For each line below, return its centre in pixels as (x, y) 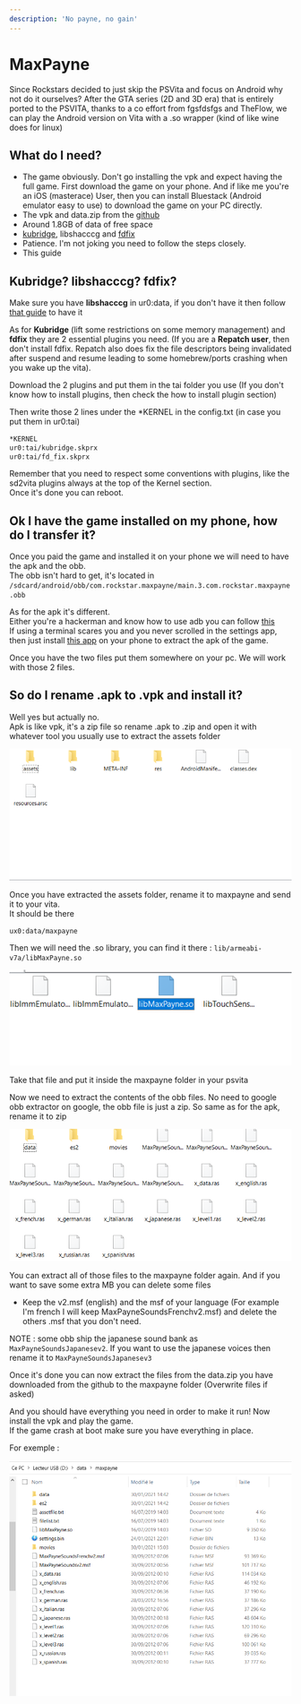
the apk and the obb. (48, 566)
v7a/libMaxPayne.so (46, 959)
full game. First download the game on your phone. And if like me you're (155, 186)
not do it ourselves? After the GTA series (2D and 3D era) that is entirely (142, 99)
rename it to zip (38, 1116)
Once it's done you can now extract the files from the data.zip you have (141, 1375)
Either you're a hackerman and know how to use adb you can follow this (142, 621)
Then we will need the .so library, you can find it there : (111, 948)
